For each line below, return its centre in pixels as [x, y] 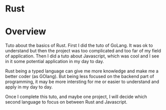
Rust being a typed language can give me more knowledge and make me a [82, 71]
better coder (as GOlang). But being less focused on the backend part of [80, 76]
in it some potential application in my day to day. [55, 61]
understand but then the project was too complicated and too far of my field [83, 51]
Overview [26, 32]
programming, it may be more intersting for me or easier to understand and [82, 82]
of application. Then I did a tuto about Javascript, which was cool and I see [82, 56]
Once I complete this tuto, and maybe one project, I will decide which [76, 97]
